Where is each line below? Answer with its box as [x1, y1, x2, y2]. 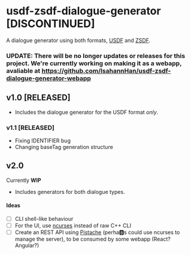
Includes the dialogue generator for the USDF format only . [14, 108, 159, 116]
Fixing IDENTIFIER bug [14, 136, 71, 144]
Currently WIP [6, 177, 41, 184]
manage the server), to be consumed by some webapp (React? [14, 235, 171, 243]
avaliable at [6, 66, 41, 75]
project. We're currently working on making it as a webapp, [6, 59, 182, 67]
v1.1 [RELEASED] [6, 123, 55, 132]
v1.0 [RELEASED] [6, 93, 71, 103]
